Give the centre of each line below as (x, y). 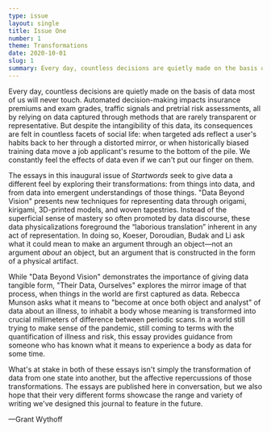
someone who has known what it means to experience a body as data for (130, 345)
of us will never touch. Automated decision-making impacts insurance (125, 100)
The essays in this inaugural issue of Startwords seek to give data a (121, 175)
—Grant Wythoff (35, 419)
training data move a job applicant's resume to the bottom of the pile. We (129, 151)
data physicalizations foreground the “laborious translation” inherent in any (133, 226)
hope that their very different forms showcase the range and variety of (126, 395)
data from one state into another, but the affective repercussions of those (130, 378)
